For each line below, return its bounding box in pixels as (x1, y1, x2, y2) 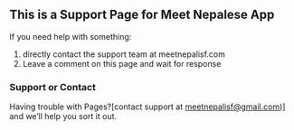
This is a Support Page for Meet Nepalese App (9, 7, 275, 23)
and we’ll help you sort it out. (9, 111, 118, 122)
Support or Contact (9, 80, 97, 93)
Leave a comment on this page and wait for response (22, 58, 222, 69)
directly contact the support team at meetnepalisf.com (22, 49, 226, 60)
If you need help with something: (9, 31, 132, 42)
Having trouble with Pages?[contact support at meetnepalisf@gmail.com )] (9, 101, 286, 112)
